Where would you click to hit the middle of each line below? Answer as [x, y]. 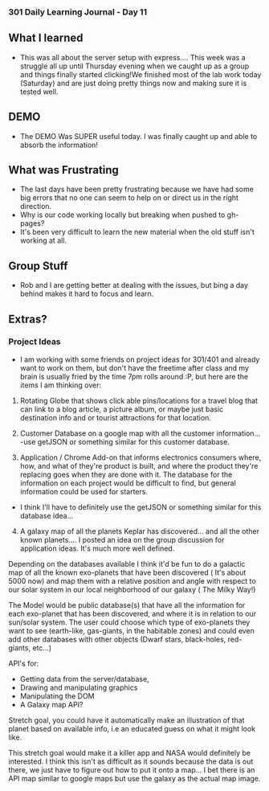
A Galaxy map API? [51, 704]
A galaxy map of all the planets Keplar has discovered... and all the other [139, 531]
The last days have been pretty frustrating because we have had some [137, 189]
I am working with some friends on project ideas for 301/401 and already [140, 359]
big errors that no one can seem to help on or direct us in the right [129, 198]
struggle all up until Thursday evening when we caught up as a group [134, 66]
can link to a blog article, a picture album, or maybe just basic [122, 409]
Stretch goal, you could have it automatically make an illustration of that [126, 720]
